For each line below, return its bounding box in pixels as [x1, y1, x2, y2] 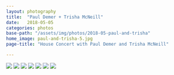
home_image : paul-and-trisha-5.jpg [6, 36, 93, 42]
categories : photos [6, 25, 54, 31]
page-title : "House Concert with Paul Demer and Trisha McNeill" [6, 42, 169, 47]
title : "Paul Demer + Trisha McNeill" [6, 14, 104, 20]
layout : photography [6, 8, 57, 15]
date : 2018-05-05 [6, 19, 54, 25]
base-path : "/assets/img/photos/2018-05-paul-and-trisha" [6, 30, 151, 36]
